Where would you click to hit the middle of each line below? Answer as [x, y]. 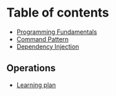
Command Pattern [42, 39]
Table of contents [58, 13]
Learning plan [36, 85]
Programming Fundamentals [57, 32]
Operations [31, 68]
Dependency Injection [48, 46]
